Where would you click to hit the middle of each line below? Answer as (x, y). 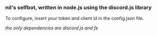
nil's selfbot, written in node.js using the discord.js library (78, 7)
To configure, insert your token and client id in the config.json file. (75, 18)
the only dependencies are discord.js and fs (52, 28)
